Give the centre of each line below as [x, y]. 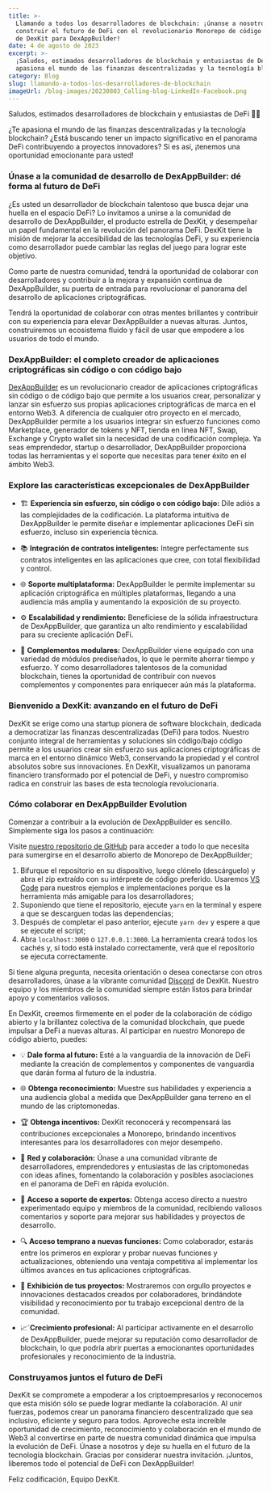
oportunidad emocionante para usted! [71, 155]
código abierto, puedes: [48, 1039]
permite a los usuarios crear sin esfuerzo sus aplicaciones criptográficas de [134, 749]
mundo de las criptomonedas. [69, 1106]
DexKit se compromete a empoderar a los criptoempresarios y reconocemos [135, 1395]
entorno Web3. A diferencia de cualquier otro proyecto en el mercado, [125, 412]
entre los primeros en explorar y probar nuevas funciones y [119, 1253]
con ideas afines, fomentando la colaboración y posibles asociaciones [137, 1175]
